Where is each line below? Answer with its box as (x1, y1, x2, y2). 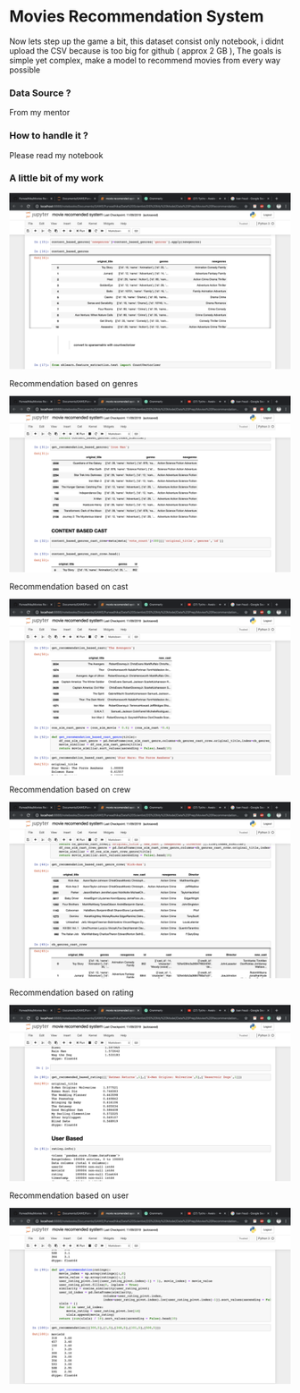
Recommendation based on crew (9, 784, 131, 794)
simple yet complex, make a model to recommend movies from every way (9, 55, 281, 65)
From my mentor (9, 107, 71, 118)
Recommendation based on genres (9, 378, 138, 388)
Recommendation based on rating (9, 987, 134, 998)
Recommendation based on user (9, 1190, 129, 1201)
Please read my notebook (9, 149, 104, 160)
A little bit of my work (9, 172, 104, 184)
